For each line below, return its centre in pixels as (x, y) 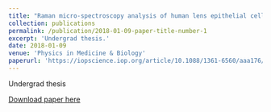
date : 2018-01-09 (38, 46)
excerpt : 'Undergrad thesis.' (59, 38)
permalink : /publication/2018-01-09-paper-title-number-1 (108, 31)
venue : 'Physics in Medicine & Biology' (77, 53)
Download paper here (44, 99)
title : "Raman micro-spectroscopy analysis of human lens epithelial (128, 16)
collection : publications (52, 23)
